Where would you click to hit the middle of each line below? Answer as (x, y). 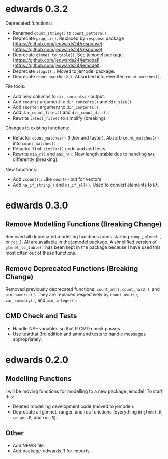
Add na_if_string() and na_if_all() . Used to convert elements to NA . (86, 185)
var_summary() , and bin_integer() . (41, 300)
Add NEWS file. (29, 446)
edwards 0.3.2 (37, 9)
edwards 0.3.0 (37, 205)
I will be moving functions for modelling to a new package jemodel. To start (84, 391)
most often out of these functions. (41, 253)
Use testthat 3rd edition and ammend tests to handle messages (79, 334)
